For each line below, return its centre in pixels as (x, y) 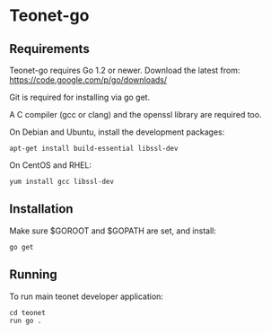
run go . (26, 321)
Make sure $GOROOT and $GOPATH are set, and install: (113, 231)
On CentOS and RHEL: (51, 165)
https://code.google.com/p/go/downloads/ (88, 80)
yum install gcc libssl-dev (62, 181)
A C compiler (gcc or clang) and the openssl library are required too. (135, 114)
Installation (41, 209)
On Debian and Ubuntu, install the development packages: (117, 132)
